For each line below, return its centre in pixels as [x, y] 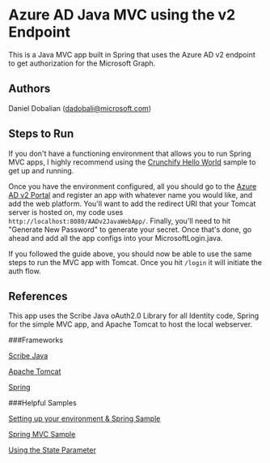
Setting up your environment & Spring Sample [84, 418]
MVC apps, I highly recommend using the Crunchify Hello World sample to [132, 162]
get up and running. [41, 170]
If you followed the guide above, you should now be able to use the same [130, 254]
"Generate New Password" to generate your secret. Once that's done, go [130, 229]
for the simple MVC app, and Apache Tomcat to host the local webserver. [131, 324]
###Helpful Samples [42, 403]
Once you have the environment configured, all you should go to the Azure [133, 186]
